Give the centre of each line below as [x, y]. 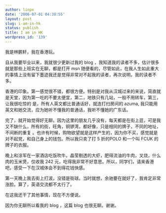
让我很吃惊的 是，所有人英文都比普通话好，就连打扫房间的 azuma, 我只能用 [82, 104]
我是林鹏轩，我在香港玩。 [31, 52]
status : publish [22, 28]
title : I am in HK [24, 33]
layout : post [19, 19]
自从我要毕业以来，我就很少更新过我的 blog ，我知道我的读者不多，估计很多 [82, 62]
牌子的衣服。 [18, 145]
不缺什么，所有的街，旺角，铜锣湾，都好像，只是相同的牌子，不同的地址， [85, 126]
